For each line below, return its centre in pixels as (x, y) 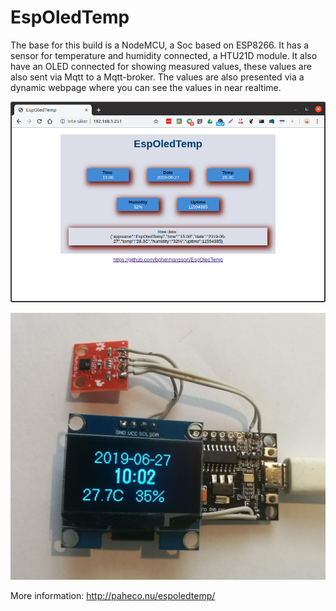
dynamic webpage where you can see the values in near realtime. (146, 87)
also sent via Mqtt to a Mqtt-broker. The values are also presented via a (157, 77)
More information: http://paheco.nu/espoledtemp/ (113, 596)
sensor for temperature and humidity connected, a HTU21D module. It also (164, 55)
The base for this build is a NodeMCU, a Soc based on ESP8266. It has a (160, 45)
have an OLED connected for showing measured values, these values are (161, 66)
